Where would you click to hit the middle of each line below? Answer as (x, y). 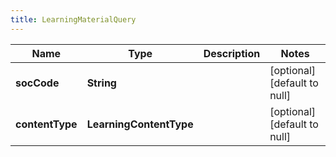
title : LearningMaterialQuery (73, 19)
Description (232, 53)
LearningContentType (140, 124)
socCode (37, 83)
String (101, 83)
